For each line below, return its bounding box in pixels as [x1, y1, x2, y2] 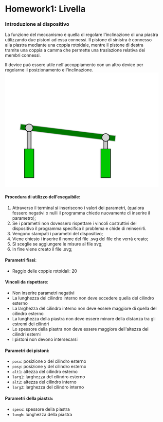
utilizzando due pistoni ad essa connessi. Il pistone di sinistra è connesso [5, 37, 152, 43]
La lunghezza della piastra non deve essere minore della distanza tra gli [12, 316, 156, 322]
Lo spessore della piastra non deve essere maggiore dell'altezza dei [12, 326, 149, 332]
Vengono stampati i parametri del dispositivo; [12, 230, 103, 236]
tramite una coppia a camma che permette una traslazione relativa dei [5, 47, 145, 53]
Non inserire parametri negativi [12, 290, 74, 296]
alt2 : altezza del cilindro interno [12, 379, 77, 385]
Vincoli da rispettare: [5, 279, 49, 285]
